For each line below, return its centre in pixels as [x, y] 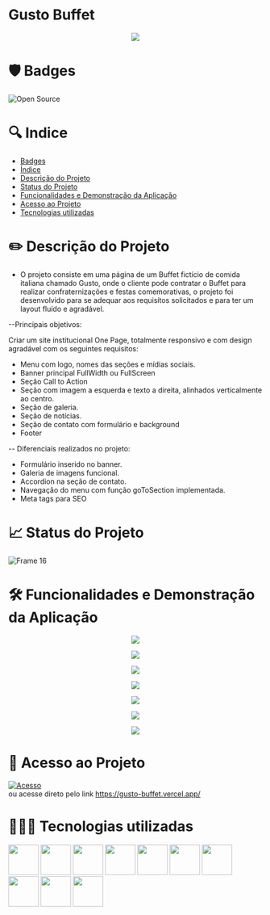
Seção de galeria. [49, 407]
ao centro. [37, 398]
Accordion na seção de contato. [73, 481]
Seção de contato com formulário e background [100, 424]
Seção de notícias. [51, 416]
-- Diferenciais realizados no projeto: [69, 448]
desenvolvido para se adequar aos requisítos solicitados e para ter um [137, 300]
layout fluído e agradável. [62, 308]
